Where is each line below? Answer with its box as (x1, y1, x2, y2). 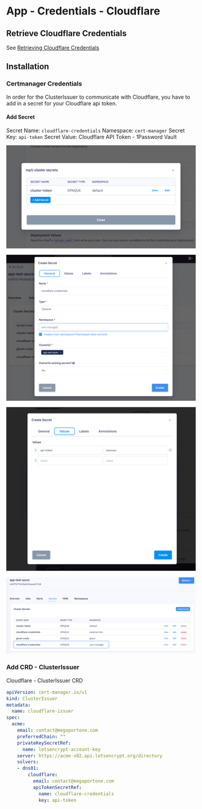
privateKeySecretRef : (17, 740, 71, 746)
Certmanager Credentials (6, 79, 82, 88)
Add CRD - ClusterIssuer (6, 663, 80, 672)
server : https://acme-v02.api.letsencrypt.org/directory (17, 752, 163, 759)
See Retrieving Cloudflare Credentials (6, 44, 100, 51)
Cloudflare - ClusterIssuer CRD (6, 677, 83, 684)
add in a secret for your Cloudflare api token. (6, 99, 117, 107)
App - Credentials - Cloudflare (6, 4, 161, 18)
